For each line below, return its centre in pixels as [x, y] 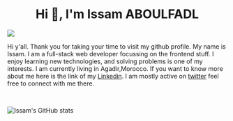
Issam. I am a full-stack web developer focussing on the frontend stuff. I [111, 54]
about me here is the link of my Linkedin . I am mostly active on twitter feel [113, 76]
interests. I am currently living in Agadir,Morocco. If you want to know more [115, 68]
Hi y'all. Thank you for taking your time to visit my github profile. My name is [116, 46]
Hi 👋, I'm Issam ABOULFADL [117, 14]
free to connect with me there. [51, 83]
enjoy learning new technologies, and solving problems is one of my [105, 61]
